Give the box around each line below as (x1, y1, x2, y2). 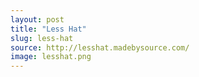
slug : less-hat (10, 33, 74, 43)
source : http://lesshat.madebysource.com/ (10, 42, 190, 53)
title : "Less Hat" (10, 24, 87, 34)
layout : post (10, 14, 65, 25)
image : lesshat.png (10, 52, 92, 62)
